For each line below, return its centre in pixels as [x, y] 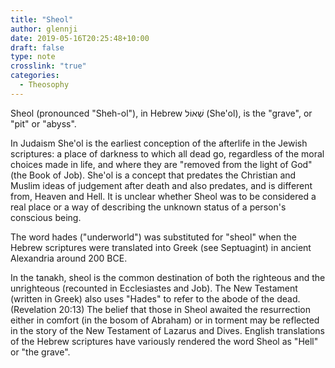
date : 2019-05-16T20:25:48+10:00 [80, 38]
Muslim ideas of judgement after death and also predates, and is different [161, 185]
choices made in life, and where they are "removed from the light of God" [161, 164]
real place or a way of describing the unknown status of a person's [148, 207]
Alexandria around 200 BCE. [69, 258]
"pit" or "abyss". [43, 123]
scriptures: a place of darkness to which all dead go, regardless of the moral [167, 153]
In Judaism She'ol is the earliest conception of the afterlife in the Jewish [159, 143]
